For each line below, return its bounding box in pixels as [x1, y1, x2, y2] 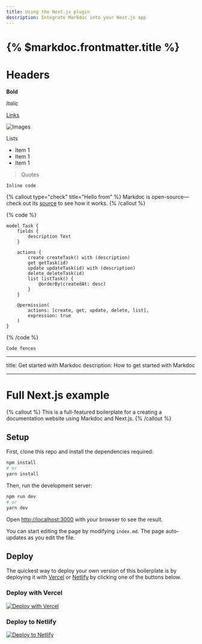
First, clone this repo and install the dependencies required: [6, 448, 154, 455]
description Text [28, 233, 71, 239]
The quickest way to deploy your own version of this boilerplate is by [6, 567, 177, 575]
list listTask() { [28, 276, 74, 282]
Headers [6, 68, 50, 81]
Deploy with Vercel [6, 589, 63, 597]
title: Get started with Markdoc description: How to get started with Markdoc [6, 361, 195, 368]
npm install [6, 459, 36, 466]
